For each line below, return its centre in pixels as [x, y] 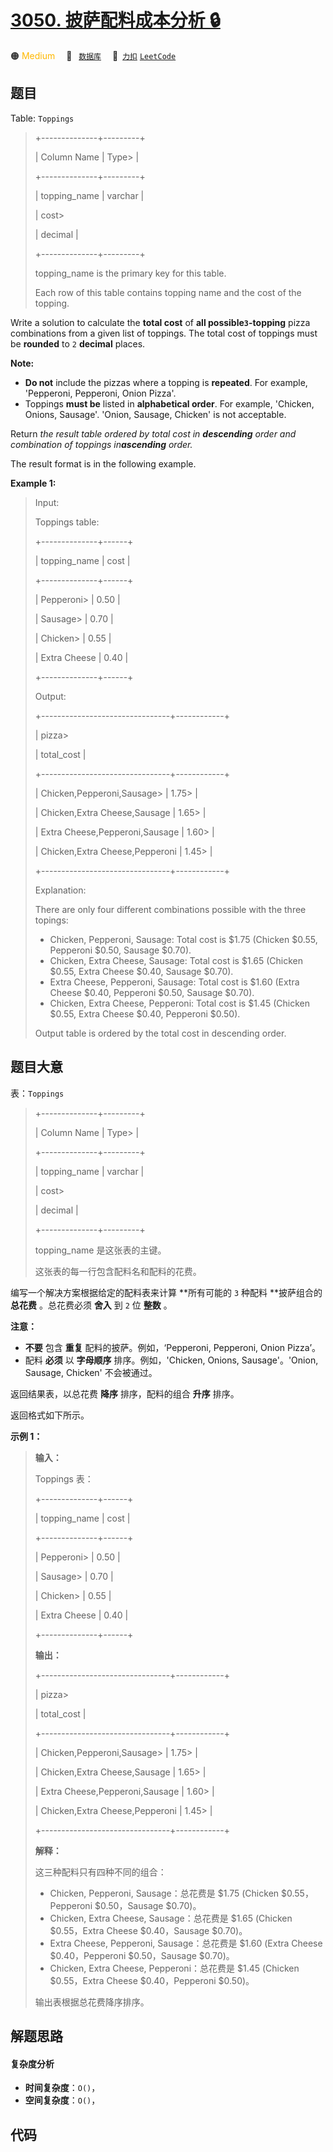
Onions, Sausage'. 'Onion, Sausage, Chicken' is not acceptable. [155, 414]
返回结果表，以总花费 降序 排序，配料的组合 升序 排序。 [125, 1393]
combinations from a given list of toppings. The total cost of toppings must [164, 333]
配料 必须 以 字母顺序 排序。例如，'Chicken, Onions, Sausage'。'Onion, [171, 1360]
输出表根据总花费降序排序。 [92, 2002]
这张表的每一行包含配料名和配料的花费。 [118, 1271]
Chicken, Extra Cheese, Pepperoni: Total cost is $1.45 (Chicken [179, 1003]
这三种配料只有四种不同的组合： [100, 1872]
